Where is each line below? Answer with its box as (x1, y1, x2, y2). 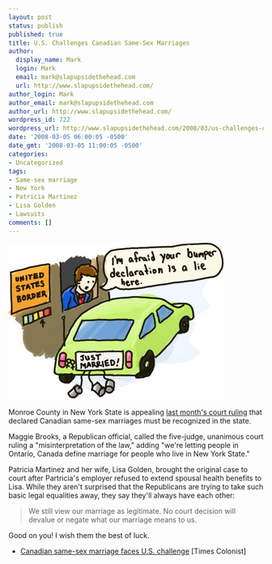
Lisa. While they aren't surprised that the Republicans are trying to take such (8, 481, 264, 491)
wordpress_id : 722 (8, 116, 70, 124)
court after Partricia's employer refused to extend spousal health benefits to (8, 473, 262, 483)
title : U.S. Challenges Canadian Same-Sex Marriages (8, 39, 190, 47)
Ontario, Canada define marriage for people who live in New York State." (8, 449, 250, 459)
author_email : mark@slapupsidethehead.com (8, 98, 154, 107)
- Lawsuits (8, 210, 45, 218)
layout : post (8, 13, 53, 21)
